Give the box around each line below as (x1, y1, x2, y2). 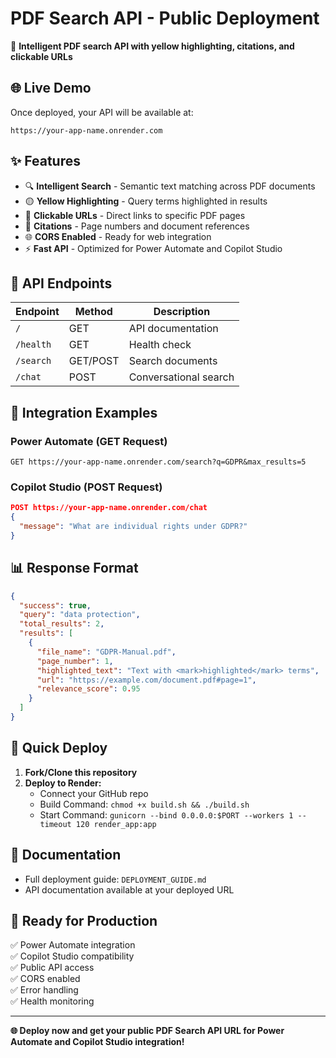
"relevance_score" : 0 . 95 (36, 684, 141, 694)
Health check (128, 338, 192, 352)
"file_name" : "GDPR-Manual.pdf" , (36, 647, 177, 657)
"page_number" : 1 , (36, 656, 114, 666)
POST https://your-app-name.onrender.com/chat (10, 503, 208, 513)
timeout (39, 819, 72, 829)
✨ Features (10, 153, 81, 170)
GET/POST (68, 354, 120, 368)
